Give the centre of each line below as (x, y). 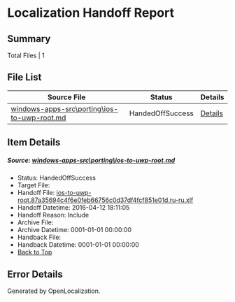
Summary (29, 39)
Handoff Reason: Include (53, 215)
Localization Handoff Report (91, 13)
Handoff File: (36, 193)
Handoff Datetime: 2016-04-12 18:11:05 (73, 208)
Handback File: (39, 237)
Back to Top (35, 252)
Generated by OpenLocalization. (54, 291)
